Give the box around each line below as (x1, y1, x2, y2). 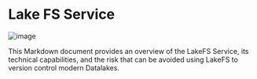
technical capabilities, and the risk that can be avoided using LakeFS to (8, 55, 238, 64)
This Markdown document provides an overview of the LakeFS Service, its (8, 46, 249, 56)
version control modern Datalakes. (8, 63, 120, 72)
